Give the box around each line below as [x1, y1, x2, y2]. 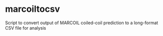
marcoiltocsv [5, 3, 60, 15]
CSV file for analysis [5, 25, 46, 31]
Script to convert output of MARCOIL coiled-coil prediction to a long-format [5, 20, 159, 26]
